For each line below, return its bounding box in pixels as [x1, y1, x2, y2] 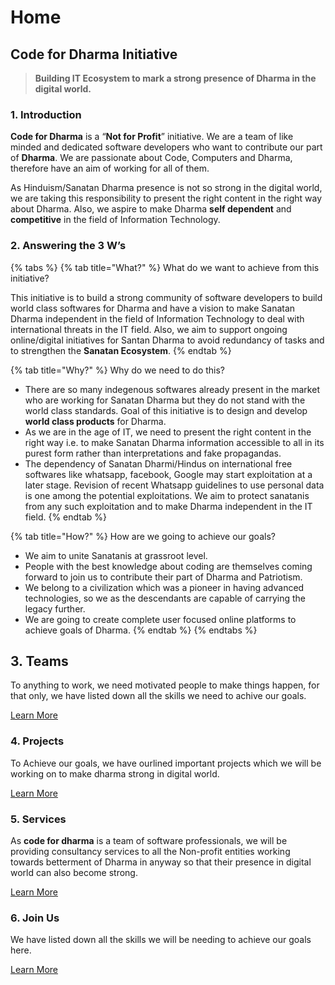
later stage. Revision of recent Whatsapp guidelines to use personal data [24, 479, 325, 491]
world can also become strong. [10, 867, 138, 878]
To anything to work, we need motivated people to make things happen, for [10, 679, 320, 691]
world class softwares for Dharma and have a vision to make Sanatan [10, 302, 296, 314]
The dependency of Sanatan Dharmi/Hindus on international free [24, 457, 293, 470]
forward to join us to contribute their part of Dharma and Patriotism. [24, 571, 303, 583]
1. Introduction [10, 107, 82, 121]
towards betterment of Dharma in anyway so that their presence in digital [10, 856, 312, 868]
